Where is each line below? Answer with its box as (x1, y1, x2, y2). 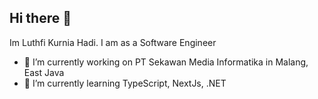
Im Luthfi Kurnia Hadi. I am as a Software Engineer (9, 36, 217, 48)
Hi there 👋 (9, 10, 72, 27)
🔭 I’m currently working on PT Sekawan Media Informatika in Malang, (23, 56, 309, 68)
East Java (23, 66, 65, 78)
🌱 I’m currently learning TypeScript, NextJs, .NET (23, 77, 227, 89)
